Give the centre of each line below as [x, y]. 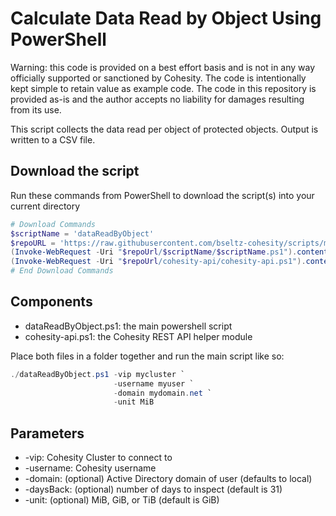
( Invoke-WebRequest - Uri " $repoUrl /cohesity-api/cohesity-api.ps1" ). [158, 262]
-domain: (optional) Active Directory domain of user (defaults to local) [168, 479]
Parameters [47, 433]
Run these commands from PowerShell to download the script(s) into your [162, 195]
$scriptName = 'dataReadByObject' [82, 233]
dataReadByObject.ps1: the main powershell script [128, 326]
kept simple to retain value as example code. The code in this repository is [163, 88]
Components [51, 302]
